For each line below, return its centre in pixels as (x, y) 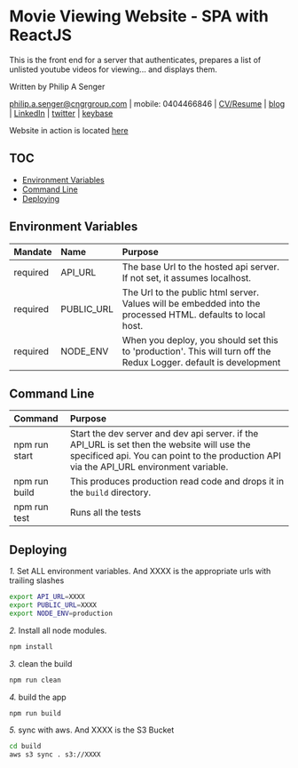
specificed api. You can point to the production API (175, 456)
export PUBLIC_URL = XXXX (53, 605)
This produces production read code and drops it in (177, 482)
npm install (31, 646)
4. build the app (38, 697)
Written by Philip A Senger (57, 86)
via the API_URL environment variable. (149, 467)
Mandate (33, 252)
